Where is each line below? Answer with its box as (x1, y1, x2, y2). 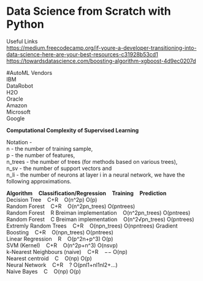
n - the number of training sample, (6, 145, 93, 152)
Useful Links (6, 37, 38, 45)
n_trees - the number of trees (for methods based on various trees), (6, 158, 178, 165)
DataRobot (6, 82, 34, 90)
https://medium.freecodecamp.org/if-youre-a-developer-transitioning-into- (6, 44, 197, 52)
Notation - (6, 138, 33, 145)
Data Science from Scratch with (6, 4, 172, 18)
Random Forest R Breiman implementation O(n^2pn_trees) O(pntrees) (6, 209, 191, 216)
